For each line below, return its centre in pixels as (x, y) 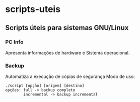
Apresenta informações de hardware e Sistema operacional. (67, 52)
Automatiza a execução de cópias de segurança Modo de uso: (70, 76)
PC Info (14, 42)
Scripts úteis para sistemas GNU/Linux (67, 28)
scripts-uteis (33, 9)
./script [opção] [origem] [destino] (45, 86)
